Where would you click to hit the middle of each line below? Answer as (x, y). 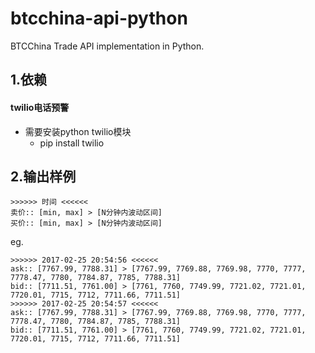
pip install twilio (72, 143)
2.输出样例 (43, 176)
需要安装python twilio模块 (78, 131)
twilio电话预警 (40, 107)
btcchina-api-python (99, 18)
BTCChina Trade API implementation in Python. (107, 46)
